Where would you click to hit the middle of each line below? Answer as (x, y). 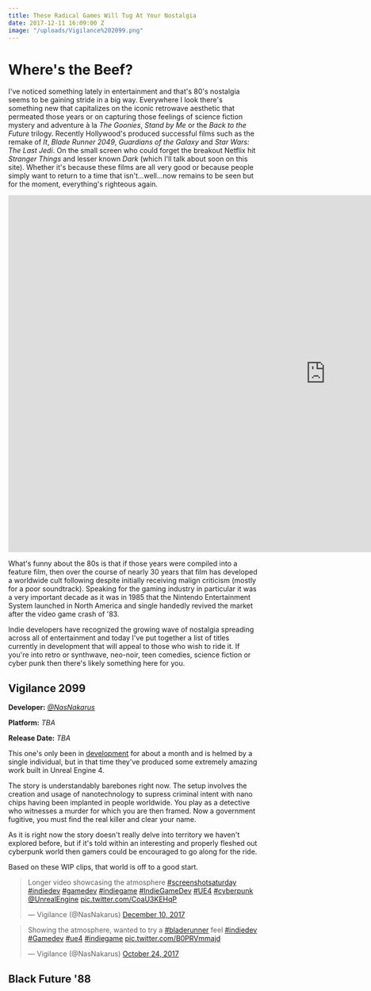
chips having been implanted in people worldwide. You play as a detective (129, 803)
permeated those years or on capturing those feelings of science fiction (126, 117)
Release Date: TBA (40, 738)
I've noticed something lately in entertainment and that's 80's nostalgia (124, 91)
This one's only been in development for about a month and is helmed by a (130, 754)
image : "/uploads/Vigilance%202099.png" (76, 30)
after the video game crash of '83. (64, 614)
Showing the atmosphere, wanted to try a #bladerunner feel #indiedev (142, 930)
